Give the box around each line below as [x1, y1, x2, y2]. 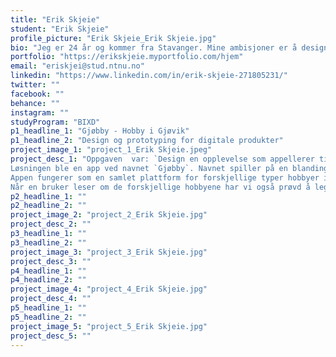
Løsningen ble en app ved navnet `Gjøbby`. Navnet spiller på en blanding [10, 163, 329, 173]
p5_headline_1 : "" [10, 303, 87, 313]
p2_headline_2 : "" [10, 201, 87, 211]
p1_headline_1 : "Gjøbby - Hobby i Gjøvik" [10, 126, 190, 136]
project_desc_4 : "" [10, 294, 92, 304]
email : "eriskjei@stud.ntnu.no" [10, 61, 145, 71]
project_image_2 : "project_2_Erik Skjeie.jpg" [10, 210, 208, 220]
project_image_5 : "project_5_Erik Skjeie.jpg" [10, 321, 208, 331]
